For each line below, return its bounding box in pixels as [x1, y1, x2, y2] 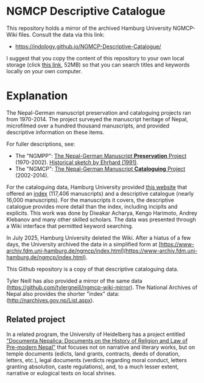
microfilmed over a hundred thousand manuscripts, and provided [6, 122, 169, 129]
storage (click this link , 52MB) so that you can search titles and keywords [6, 61, 190, 68]
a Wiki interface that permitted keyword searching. [6, 222, 133, 229]
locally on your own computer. [6, 67, 82, 74]
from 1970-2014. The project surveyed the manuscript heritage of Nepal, [6, 115, 188, 123]
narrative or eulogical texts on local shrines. [6, 369, 116, 376]
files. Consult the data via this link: [18, 30, 105, 38]
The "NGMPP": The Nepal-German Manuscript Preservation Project [15, 152, 187, 159]
